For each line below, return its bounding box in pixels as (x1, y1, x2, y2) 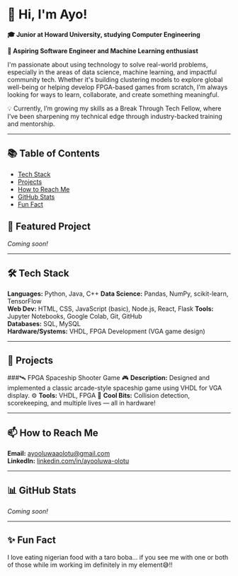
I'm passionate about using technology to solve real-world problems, (7, 60, 208, 69)
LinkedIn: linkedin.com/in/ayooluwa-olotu (7, 456, 130, 465)
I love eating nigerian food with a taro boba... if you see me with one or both (7, 553, 229, 561)
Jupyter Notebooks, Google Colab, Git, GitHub (7, 312, 143, 321)
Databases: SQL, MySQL (7, 320, 81, 328)
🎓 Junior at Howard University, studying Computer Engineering (7, 30, 200, 38)
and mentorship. (7, 120, 55, 128)
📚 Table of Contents (7, 148, 101, 160)
